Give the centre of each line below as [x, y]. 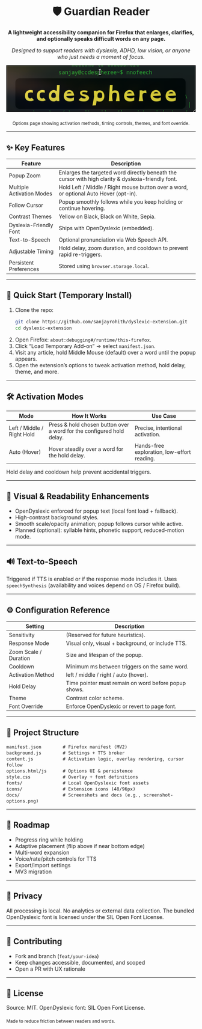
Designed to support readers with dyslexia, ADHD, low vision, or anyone [101, 50]
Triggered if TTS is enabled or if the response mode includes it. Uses [92, 579]
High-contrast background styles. [57, 517]
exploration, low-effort [163, 452]
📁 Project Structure [43, 732]
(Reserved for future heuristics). [106, 635]
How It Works [89, 416]
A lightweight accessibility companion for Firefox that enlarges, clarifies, [101, 32]
